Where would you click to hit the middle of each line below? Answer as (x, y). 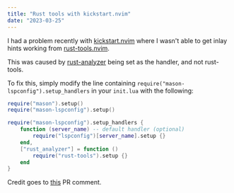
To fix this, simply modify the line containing (71, 83)
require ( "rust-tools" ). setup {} (81, 156)
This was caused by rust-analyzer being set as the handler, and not (105, 62)
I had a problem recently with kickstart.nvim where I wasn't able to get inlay (117, 40)
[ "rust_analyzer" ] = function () (69, 149)
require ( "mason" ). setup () (45, 103)
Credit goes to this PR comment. (54, 182)
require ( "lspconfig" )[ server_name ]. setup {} (99, 136)
